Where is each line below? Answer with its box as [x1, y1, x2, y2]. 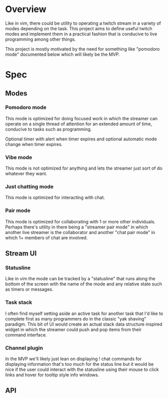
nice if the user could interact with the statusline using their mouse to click [5, 366, 159, 372]
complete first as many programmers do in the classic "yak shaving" [5, 315, 146, 322]
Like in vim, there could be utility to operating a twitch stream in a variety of [5, 20, 161, 26]
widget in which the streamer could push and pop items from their [5, 326, 142, 333]
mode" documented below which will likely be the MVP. [5, 51, 120, 57]
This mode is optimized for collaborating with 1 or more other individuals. [5, 218, 155, 224]
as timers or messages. [5, 286, 54, 292]
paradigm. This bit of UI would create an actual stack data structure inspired [5, 321, 162, 327]
